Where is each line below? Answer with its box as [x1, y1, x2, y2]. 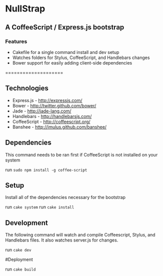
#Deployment [5, 256, 33, 262]
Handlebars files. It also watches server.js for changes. [5, 237, 118, 243]
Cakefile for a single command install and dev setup [12, 49, 119, 55]
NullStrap [5, 3, 45, 14]
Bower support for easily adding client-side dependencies [12, 59, 132, 65]
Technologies [5, 84, 49, 92]
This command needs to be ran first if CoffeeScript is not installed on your [5, 151, 158, 157]
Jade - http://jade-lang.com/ [12, 108, 71, 114]
